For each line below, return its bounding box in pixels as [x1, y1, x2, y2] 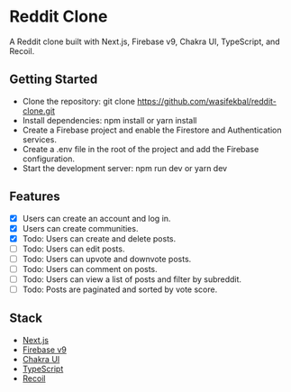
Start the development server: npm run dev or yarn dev [22, 162, 228, 173]
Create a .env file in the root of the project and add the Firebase [22, 143, 259, 154]
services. [22, 133, 57, 145]
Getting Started [9, 72, 98, 87]
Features [9, 189, 60, 205]
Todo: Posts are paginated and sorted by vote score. [22, 284, 218, 295]
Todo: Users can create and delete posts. [22, 232, 177, 244]
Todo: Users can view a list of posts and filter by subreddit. [22, 273, 241, 285]
